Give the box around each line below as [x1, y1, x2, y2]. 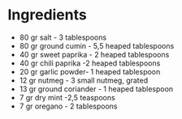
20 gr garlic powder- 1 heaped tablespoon [19, 66, 161, 76]
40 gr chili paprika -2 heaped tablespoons [19, 58, 161, 68]
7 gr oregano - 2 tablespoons [19, 101, 118, 111]
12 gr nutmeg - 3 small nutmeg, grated [19, 75, 149, 85]
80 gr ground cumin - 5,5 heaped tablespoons [19, 40, 175, 50]
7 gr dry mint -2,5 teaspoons [19, 92, 115, 102]
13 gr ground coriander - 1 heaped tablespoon [19, 83, 174, 94]
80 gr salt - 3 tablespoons [19, 32, 107, 42]
